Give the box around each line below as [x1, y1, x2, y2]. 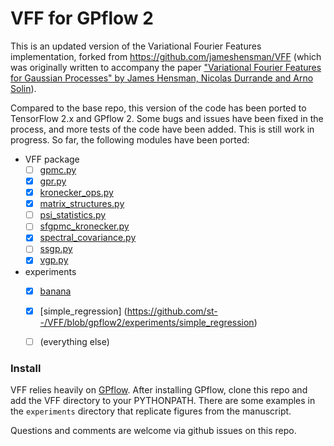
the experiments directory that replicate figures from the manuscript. [10, 405, 292, 417]
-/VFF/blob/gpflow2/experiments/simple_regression [39, 316, 255, 328]
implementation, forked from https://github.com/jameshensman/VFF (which [10, 50, 322, 62]
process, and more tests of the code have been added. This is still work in [10, 123, 315, 135]
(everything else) [39, 335, 110, 347]
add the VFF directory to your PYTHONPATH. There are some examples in [10, 394, 316, 406]
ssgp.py [39, 243, 73, 255]
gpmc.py [39, 163, 77, 176]
